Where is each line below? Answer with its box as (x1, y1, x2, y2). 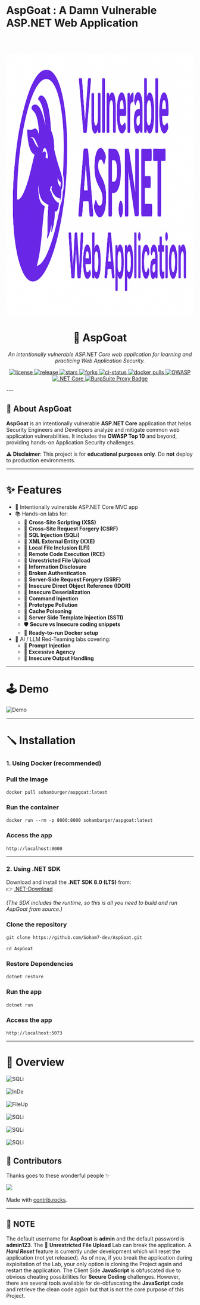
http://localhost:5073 (6, 1030, 62, 1036)
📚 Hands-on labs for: (14, 510, 68, 517)
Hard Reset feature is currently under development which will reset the (6, 1248, 180, 1255)
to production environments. (6, 456, 76, 463)
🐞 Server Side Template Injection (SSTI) (23, 613, 124, 621)
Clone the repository (6, 920, 67, 929)
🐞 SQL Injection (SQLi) (23, 531, 80, 538)
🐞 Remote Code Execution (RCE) (23, 550, 105, 557)
